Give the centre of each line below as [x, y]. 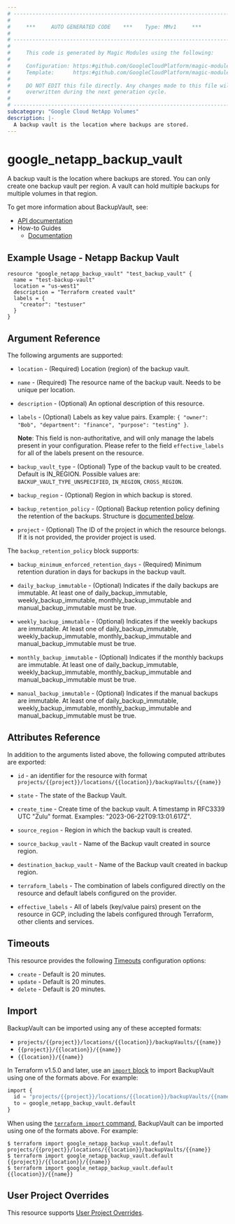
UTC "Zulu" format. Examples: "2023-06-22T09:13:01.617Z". [105, 816]
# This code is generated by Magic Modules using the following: [111, 53]
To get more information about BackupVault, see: [78, 207]
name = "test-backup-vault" [55, 280]
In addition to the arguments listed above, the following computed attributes [116, 754]
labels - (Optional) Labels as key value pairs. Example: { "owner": [113, 417]
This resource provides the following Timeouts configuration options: [107, 960]
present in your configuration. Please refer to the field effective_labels [121, 445]
